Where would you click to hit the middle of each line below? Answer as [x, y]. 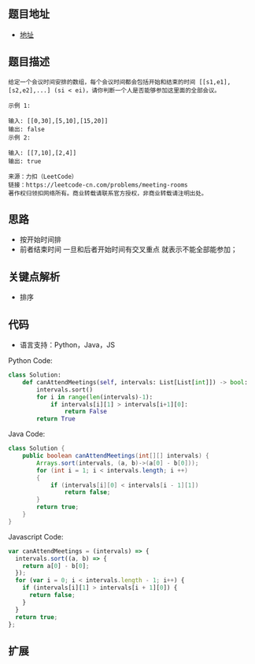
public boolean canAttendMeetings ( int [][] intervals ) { [116, 456]
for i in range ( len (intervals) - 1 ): [95, 397]
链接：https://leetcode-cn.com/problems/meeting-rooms [98, 185]
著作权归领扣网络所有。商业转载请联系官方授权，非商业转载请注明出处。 [108, 193]
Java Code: [27, 434]
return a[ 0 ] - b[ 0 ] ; [56, 566]
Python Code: [30, 361]
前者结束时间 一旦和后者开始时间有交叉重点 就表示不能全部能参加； [128, 250]
